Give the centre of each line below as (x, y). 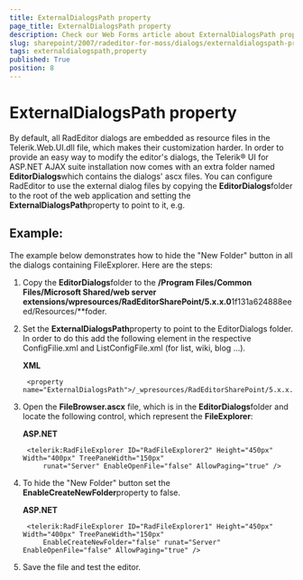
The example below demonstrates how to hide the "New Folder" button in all (151, 255)
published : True (40, 60)
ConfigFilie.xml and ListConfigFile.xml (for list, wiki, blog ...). (134, 348)
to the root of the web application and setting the (100, 195)
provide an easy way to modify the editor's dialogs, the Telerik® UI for (139, 157)
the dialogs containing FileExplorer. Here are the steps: (111, 265)
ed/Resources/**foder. (64, 311)
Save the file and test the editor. (82, 566)
